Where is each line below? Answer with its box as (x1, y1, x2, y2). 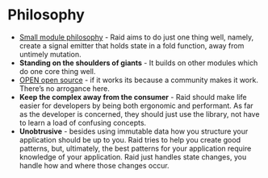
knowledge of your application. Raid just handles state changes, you (19, 151, 247, 162)
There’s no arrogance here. (19, 83, 110, 93)
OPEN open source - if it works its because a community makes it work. (19, 75, 259, 85)
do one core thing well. (19, 66, 96, 76)
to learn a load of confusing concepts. (19, 118, 147, 127)
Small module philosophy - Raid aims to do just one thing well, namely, (19, 32, 254, 42)
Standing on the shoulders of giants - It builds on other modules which (19, 58, 258, 68)
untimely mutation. (19, 49, 82, 59)
